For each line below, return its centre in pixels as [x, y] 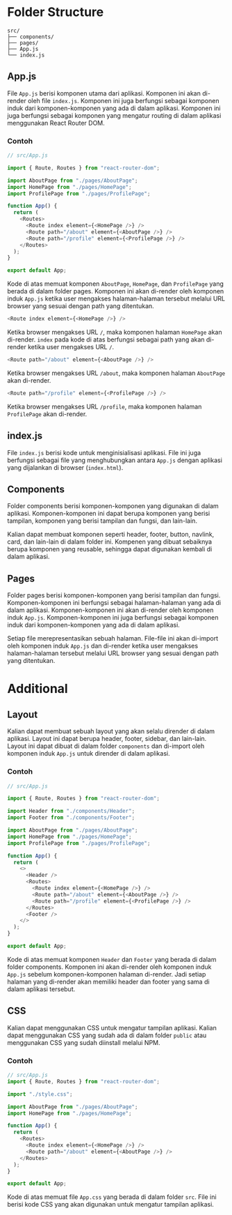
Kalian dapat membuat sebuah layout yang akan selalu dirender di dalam [111, 731]
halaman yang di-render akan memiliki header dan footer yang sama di [108, 981]
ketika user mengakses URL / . [71, 347]
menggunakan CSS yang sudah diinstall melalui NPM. [84, 1042]
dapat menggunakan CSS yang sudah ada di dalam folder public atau [107, 1035]
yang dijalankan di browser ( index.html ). [65, 467]
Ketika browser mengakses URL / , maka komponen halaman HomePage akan [115, 333]
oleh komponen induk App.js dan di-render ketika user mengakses [103, 646]
